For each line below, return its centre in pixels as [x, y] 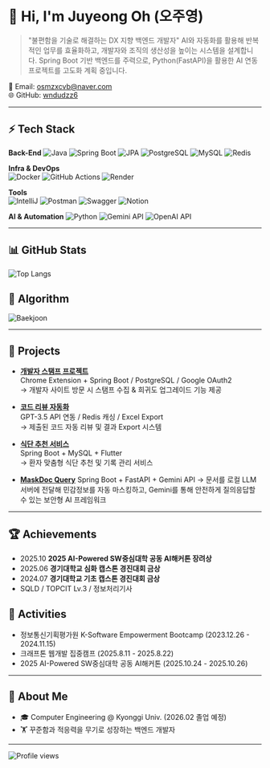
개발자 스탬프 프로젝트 [54, 371]
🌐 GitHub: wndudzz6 [43, 95]
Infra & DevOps [34, 168]
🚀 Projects [35, 351]
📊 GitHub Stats [47, 250]
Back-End [25, 153]
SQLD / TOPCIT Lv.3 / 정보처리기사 [76, 588]
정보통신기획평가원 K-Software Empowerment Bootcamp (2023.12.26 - [135, 635]
